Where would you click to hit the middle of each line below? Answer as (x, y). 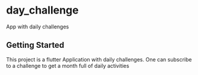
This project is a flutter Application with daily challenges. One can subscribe (99, 59)
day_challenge (42, 10)
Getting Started (35, 45)
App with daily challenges (38, 27)
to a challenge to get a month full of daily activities (68, 66)
